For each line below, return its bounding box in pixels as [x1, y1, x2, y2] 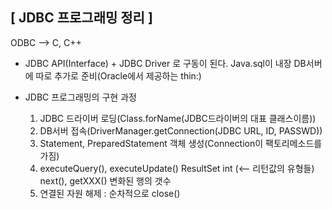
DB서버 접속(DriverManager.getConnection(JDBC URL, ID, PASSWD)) [39, 124, 323, 137]
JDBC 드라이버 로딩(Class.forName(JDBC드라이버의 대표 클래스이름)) [39, 112, 317, 124]
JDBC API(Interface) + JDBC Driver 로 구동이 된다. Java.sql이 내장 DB [24, 57, 307, 69]
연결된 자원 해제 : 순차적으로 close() [39, 187, 181, 199]
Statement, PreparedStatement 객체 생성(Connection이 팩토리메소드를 [39, 137, 323, 149]
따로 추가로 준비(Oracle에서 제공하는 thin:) [35, 69, 202, 82]
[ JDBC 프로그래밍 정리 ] [10, 9, 153, 27]
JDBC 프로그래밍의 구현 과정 [24, 91, 137, 103]
